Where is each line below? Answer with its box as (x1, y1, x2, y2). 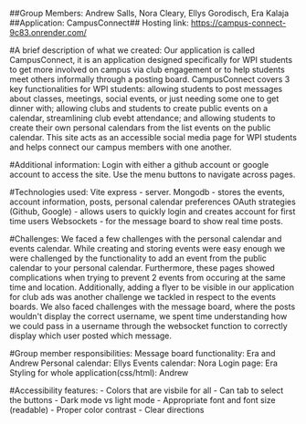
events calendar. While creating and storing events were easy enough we (9, 243, 286, 253)
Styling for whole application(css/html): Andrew (9, 367, 189, 377)
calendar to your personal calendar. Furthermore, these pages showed (9, 263, 276, 273)
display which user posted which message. (9, 330, 172, 341)
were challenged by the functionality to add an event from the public (9, 253, 268, 264)
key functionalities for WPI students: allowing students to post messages (9, 84, 283, 94)
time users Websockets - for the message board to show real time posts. (9, 216, 283, 226)
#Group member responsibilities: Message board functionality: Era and (9, 348, 276, 358)
